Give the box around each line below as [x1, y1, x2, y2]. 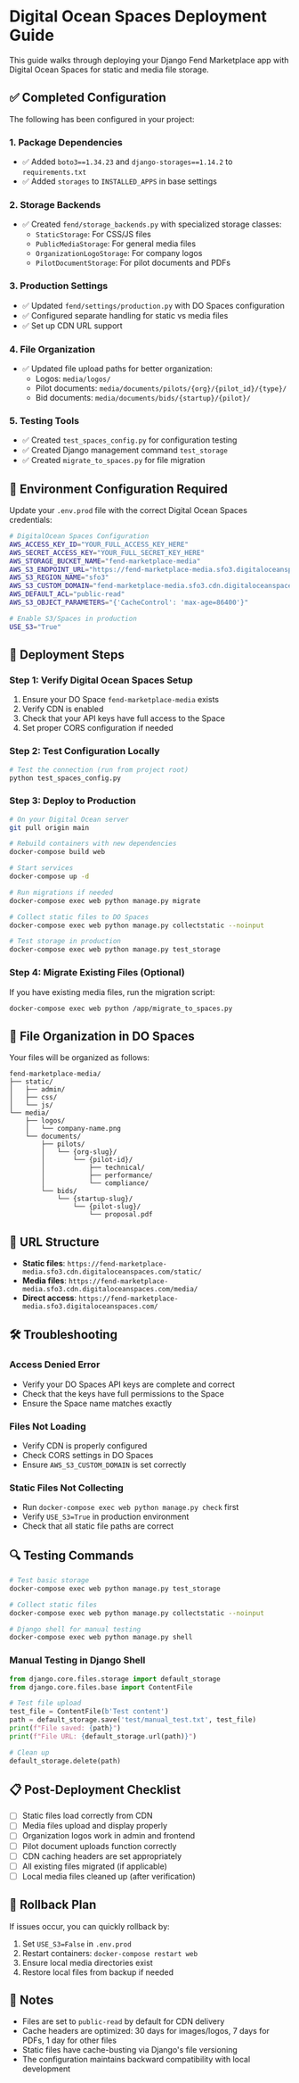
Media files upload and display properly [21, 1821, 167, 1831]
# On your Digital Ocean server [9, 815, 129, 824]
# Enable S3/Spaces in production [9, 614, 138, 623]
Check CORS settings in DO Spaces [21, 1449, 154, 1460]
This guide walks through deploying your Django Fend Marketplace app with [9, 54, 289, 65]
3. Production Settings [9, 279, 109, 292]
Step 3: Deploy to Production [9, 794, 136, 807]
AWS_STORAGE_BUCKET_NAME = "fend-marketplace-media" [9, 556, 201, 566]
